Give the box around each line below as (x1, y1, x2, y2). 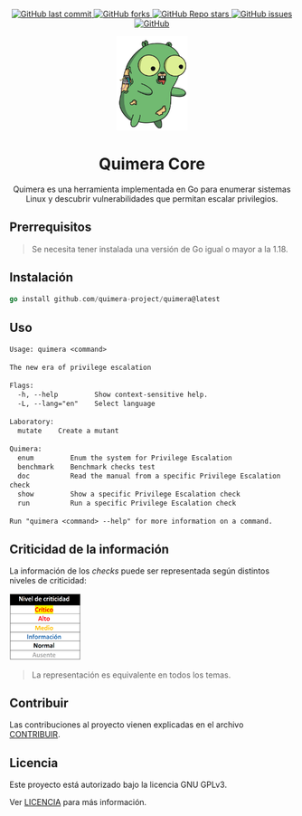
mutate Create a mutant (17, 426, 119, 436)
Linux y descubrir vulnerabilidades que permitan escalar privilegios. (25, 193, 278, 204)
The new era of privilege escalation (9, 363, 152, 373)
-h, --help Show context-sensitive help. (17, 390, 208, 400)
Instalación (9, 270, 74, 285)
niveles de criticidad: (9, 574, 88, 585)
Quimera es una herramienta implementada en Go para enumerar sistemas (13, 184, 291, 195)
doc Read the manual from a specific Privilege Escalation (17, 471, 281, 481)
